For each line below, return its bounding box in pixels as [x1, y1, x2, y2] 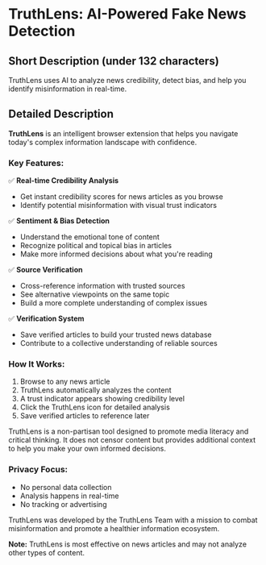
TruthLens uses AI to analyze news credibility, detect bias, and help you [8, 76, 247, 85]
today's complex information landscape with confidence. [8, 137, 197, 147]
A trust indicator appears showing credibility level [19, 394, 185, 404]
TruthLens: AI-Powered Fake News [8, 5, 247, 23]
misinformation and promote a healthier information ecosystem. [8, 523, 220, 533]
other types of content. [8, 547, 85, 557]
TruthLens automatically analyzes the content [19, 385, 172, 395]
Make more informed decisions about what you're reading [19, 249, 214, 259]
